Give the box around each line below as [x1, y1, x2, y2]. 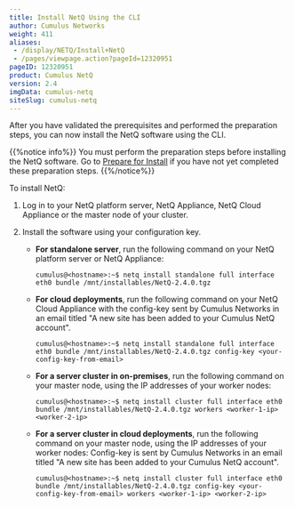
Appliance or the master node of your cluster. [21, 210, 188, 221]
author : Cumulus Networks [9, 21, 105, 30]
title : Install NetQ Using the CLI [9, 12, 141, 22]
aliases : [9, 37, 42, 47]
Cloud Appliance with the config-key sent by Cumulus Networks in [35, 303, 280, 314]
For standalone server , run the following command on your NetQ [35, 244, 275, 254]
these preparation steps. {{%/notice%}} [9, 165, 155, 176]
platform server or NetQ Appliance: [35, 253, 164, 264]
